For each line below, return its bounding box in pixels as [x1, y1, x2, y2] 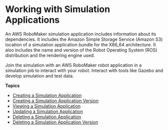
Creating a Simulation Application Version [12, 97, 99, 104]
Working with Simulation [5, 4, 111, 15]
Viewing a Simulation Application [12, 103, 81, 109]
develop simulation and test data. [5, 73, 74, 79]
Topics [5, 82, 20, 89]
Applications [5, 14, 60, 26]
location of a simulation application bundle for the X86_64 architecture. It [5, 41, 156, 47]
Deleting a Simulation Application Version [12, 119, 98, 125]
